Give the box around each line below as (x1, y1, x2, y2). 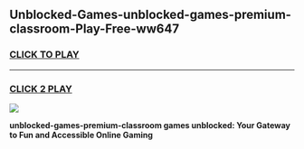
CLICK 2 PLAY (9, 82, 72, 95)
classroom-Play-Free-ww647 (9, 22, 179, 37)
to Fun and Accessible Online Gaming (9, 129, 154, 140)
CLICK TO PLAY (9, 49, 80, 61)
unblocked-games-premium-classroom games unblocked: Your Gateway (9, 119, 291, 130)
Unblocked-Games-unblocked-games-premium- (9, 7, 292, 23)
